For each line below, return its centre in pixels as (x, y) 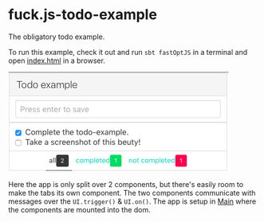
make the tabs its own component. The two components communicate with (132, 193)
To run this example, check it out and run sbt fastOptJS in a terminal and (128, 52)
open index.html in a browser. (57, 60)
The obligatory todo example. (57, 37)
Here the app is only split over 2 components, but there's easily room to (126, 184)
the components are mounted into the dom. (80, 209)
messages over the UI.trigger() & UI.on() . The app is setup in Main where (132, 201)
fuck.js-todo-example (83, 15)
